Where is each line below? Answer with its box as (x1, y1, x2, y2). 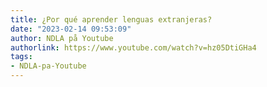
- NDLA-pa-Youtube (10, 61, 87, 71)
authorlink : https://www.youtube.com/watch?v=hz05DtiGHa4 (10, 42, 257, 53)
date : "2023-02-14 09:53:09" (10, 24, 132, 34)
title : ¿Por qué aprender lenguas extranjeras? (10, 14, 213, 25)
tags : (10, 52, 33, 62)
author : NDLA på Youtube (10, 33, 114, 43)
